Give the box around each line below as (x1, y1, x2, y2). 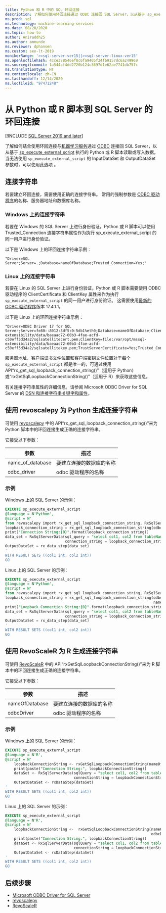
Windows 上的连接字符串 (5, 211, 65, 218)
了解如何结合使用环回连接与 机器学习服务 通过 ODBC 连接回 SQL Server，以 (5, 143, 157, 149)
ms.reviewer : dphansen (5, 44, 52, 49)
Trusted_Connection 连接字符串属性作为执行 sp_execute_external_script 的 (5, 230, 157, 236)
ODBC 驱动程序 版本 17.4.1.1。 (5, 303, 63, 309)
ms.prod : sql (5, 16, 32, 21)
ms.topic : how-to (5, 30, 41, 35)
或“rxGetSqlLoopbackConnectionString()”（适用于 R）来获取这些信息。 (5, 373, 151, 379)
